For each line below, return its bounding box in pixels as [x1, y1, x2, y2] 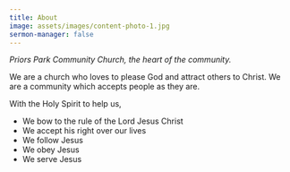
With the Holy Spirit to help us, [9, 99, 123, 109]
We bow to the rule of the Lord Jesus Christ [21, 116, 183, 126]
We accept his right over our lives [21, 125, 147, 136]
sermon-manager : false [9, 30, 94, 39]
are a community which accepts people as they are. [9, 82, 200, 92]
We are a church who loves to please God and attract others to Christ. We [9, 72, 281, 82]
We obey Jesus [21, 144, 80, 155]
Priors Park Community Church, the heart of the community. [9, 55, 232, 65]
